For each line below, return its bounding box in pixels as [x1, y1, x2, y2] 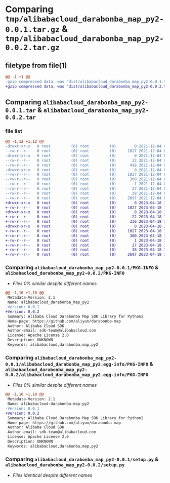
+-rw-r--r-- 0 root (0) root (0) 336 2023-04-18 [5, 219, 162, 224]
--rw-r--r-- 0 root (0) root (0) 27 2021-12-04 [5, 186, 162, 191]
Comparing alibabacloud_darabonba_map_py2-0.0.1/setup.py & [5, 456, 159, 463]
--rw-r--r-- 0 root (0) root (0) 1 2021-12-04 [5, 181, 162, 187]
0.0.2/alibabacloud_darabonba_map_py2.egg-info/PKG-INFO [5, 372, 149, 378]
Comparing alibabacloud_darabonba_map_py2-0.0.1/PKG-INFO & [5, 264, 159, 271]
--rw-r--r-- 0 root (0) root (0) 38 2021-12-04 [5, 191, 162, 196]
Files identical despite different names [12, 472, 93, 478]
